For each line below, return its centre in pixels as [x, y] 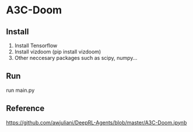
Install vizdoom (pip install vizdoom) [58, 52]
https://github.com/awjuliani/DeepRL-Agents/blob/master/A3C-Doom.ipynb [96, 122]
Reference [25, 108]
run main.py [20, 90]
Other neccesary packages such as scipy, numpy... [76, 58]
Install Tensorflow [36, 45]
